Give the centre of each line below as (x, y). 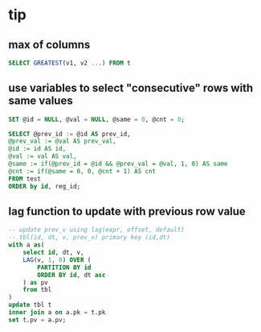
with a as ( (27, 245)
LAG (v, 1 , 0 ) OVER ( (57, 259)
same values (41, 101)
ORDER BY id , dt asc (71, 275)
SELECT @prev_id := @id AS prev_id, (69, 134)
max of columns (49, 45)
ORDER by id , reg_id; (45, 186)
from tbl (37, 290)
